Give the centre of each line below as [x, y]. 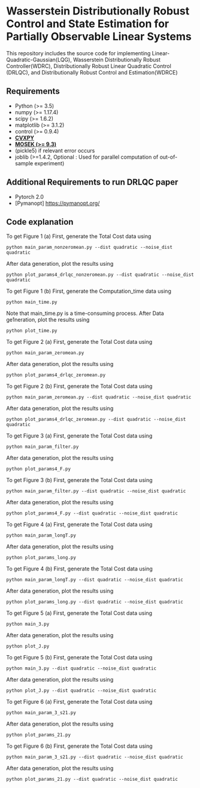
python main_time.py [32, 302]
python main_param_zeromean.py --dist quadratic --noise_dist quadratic [99, 397]
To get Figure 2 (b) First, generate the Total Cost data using [79, 386]
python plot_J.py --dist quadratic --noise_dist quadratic [81, 691]
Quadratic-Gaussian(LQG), [39, 60]
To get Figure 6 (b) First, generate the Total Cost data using [79, 746]
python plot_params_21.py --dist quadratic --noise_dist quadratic [92, 780]
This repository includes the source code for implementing [78, 53]
